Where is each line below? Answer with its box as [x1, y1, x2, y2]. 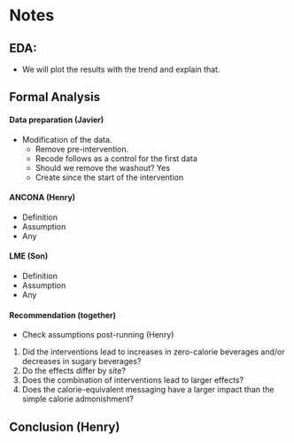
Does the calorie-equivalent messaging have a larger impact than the [21, 385, 275, 395]
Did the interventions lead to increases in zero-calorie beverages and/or [21, 346, 285, 357]
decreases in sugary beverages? [21, 356, 142, 367]
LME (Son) [9, 251, 49, 261]
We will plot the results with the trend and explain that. [21, 64, 220, 74]
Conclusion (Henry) [9, 419, 120, 434]
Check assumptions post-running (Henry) [21, 330, 174, 340]
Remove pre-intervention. [35, 144, 129, 154]
